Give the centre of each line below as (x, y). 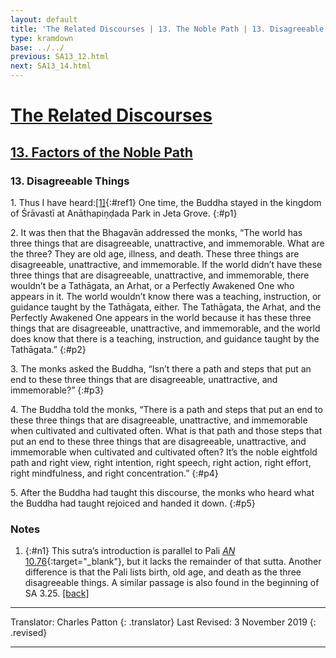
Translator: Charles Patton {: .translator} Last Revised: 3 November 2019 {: (163, 622)
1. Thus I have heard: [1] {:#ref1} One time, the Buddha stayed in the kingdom (166, 202)
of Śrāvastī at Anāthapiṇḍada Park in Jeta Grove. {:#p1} (124, 213)
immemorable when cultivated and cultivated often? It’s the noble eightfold (164, 452)
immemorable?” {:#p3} (57, 390)
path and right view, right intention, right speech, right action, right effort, (161, 462)
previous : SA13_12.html (60, 57)
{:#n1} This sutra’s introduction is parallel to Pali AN (130, 551)
